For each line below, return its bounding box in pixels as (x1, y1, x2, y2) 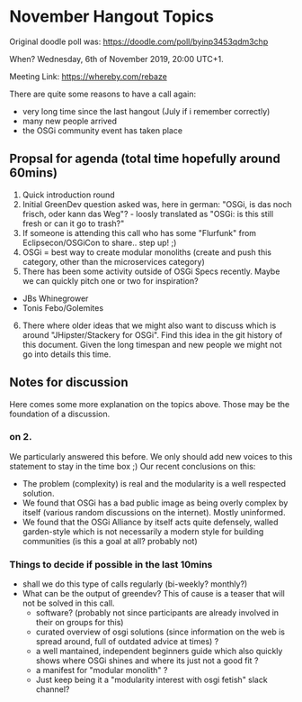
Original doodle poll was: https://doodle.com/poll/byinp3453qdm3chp (9, 36, 269, 47)
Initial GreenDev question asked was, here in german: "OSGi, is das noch (22, 198, 292, 209)
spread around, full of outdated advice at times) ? (35, 636, 219, 647)
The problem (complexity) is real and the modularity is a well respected (22, 478, 286, 488)
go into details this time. (22, 349, 111, 360)
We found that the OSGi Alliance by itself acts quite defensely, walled (22, 516, 279, 527)
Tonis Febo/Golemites (22, 302, 104, 313)
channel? (35, 684, 70, 695)
